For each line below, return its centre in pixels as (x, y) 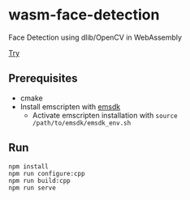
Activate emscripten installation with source (105, 115)
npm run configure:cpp (47, 173)
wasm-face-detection (84, 15)
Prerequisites (43, 79)
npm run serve (32, 188)
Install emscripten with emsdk (70, 106)
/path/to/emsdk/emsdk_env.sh (82, 123)
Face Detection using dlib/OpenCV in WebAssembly (95, 37)
